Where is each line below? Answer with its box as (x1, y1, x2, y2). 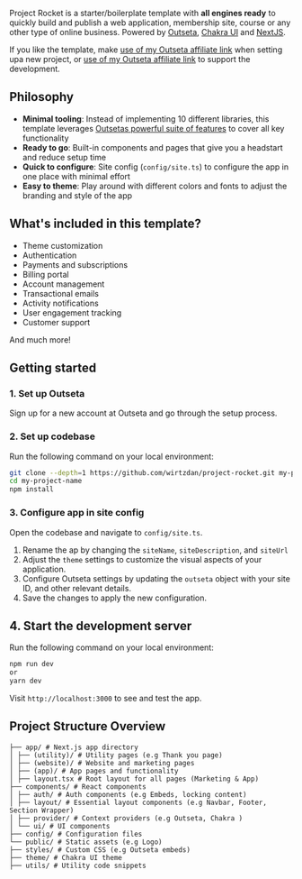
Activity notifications (22, 298, 99, 308)
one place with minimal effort (22, 170, 130, 181)
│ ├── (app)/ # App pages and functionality (9, 766, 179, 775)
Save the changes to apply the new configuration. (22, 592, 208, 603)
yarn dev (9, 676, 42, 686)
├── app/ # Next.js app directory (9, 743, 139, 752)
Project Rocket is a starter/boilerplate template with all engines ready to (9, 8, 276, 18)
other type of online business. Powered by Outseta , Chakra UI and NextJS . (9, 27, 286, 37)
